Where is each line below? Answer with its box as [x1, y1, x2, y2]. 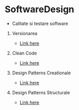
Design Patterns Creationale [12, 70, 71, 76]
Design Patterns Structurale [12, 89, 70, 95]
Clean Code [12, 50, 37, 56]
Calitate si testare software [12, 20, 68, 26]
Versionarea [12, 30, 37, 36]
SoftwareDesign [5, 4, 74, 15]
